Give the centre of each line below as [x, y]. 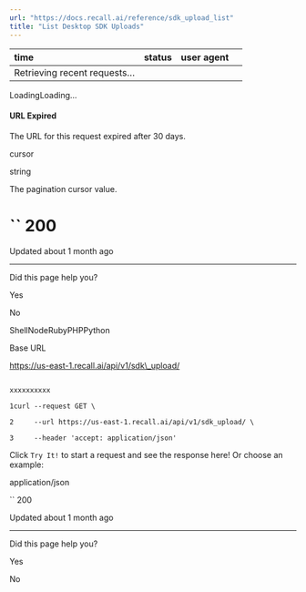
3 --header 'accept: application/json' [93, 438]
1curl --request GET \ [52, 406]
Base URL [28, 348]
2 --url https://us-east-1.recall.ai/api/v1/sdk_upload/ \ [132, 422]
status [158, 57]
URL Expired [33, 116]
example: [26, 464]
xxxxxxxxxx [30, 390]
